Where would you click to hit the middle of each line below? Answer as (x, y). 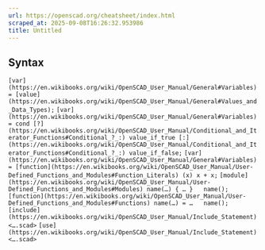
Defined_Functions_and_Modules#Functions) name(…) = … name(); (118, 203)
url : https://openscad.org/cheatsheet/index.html (92, 15)
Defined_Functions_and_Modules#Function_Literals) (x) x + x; (113, 175)
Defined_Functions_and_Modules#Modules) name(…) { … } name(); (118, 190)
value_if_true (152, 138)
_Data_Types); (32, 110)
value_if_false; (156, 153)
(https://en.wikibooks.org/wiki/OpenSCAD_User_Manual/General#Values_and (133, 102)
